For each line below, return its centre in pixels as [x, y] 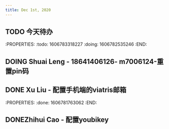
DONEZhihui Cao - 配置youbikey [57, 120]
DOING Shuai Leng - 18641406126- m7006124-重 [84, 61]
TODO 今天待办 [29, 32]
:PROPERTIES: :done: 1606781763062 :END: [51, 103]
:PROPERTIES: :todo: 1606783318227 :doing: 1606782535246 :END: [76, 44]
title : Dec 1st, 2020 [28, 10]
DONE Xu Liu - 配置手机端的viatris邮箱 [66, 90]
